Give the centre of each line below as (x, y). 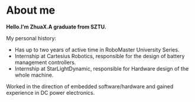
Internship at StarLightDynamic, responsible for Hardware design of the (102, 68)
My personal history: (31, 38)
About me (31, 10)
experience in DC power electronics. (51, 93)
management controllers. (45, 62)
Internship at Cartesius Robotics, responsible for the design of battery (100, 56)
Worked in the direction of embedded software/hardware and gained (90, 86)
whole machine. (34, 75)
